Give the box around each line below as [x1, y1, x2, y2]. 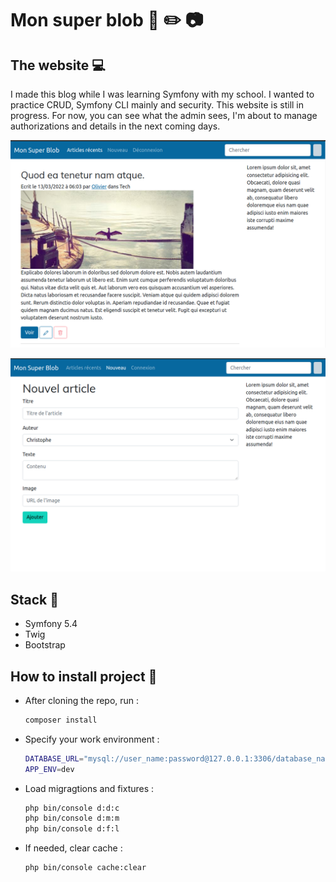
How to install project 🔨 [10, 668, 158, 685]
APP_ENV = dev [24, 764, 75, 774]
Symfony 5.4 [24, 618, 78, 630]
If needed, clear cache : [24, 842, 123, 854]
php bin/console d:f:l [24, 824, 120, 834]
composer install [24, 715, 98, 725]
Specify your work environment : [24, 733, 160, 745]
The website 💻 [10, 57, 106, 74]
